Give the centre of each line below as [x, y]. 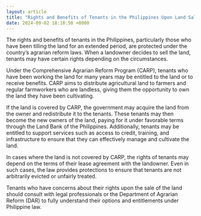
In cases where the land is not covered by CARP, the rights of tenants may [98, 157]
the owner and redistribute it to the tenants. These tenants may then [90, 114]
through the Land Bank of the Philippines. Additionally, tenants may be [93, 127]
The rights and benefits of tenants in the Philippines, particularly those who [99, 40]
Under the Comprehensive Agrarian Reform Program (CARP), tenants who [97, 71]
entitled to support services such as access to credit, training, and [88, 133]
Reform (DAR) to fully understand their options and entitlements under [93, 200]
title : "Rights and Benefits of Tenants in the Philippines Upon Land [96, 17]
